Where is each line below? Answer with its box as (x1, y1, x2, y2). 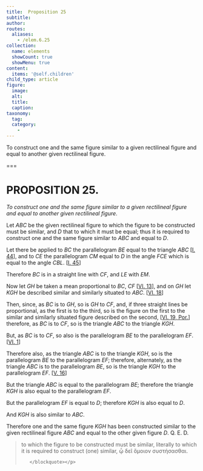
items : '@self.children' (12, 71, 75, 77)
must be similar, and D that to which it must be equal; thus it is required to (6, 228, 190, 235)
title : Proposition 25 (6, 8, 67, 15)
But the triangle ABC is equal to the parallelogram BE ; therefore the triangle (6, 381, 194, 388)
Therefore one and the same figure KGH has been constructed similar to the (6, 423, 196, 430)
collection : (6, 43, 36, 49)
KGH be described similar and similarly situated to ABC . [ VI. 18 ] (6, 289, 164, 296)
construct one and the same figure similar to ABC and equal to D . (6, 234, 168, 241)
